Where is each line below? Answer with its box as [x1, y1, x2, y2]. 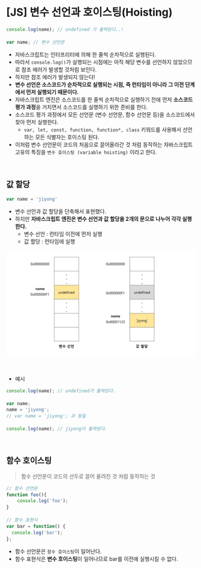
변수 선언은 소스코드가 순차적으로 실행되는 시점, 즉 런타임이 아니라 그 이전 [14, 80, 184, 88]
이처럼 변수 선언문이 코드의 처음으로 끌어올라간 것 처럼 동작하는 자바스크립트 [14, 140, 193, 148]
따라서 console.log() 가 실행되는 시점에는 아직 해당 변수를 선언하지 [14, 58, 172, 65]
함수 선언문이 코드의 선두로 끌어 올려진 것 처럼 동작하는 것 [20, 473, 156, 480]
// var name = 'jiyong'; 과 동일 [6, 413, 86, 419]
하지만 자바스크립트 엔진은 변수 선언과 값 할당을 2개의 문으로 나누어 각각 [14, 216, 181, 223]
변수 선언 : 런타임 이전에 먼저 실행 [23, 231, 103, 238]
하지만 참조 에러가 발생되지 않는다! [14, 73, 95, 80]
